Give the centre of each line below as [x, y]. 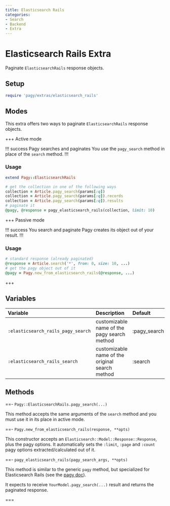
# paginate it [20, 206]
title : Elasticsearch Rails [35, 10]
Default [141, 313]
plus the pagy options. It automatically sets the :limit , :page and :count [80, 445]
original [104, 362]
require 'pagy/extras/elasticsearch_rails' [52, 95]
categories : [18, 15]
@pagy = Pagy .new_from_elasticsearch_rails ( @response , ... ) [70, 273]
